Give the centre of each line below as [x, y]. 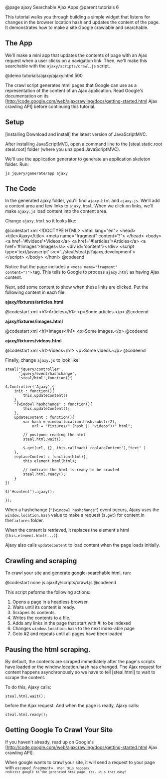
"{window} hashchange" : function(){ [53, 404]
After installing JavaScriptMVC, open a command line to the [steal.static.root [84, 144]
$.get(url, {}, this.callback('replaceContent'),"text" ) [84, 448]
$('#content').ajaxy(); [30, 492]
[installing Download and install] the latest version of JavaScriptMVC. [76, 134]
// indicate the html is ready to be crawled [71, 470]
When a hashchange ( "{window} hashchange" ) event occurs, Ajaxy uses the [82, 510]
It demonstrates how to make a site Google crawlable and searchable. [77, 27]
